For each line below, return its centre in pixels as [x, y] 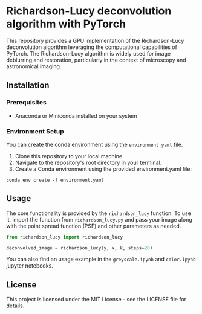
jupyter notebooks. [30, 266]
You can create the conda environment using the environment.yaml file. [95, 144]
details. [15, 306]
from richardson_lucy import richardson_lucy [64, 237]
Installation [28, 85]
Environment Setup [35, 131]
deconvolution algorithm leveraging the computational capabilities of [92, 47]
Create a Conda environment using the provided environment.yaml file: [103, 169]
